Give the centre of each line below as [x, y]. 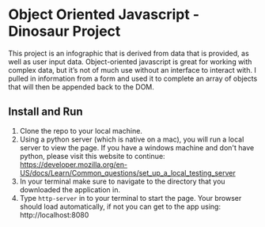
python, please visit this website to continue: [92, 156]
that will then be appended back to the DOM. [81, 87]
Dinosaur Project [64, 31]
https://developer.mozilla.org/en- [74, 165]
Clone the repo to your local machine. [81, 131]
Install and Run [45, 112]
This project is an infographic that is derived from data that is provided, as [129, 53]
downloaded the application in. [70, 189]
